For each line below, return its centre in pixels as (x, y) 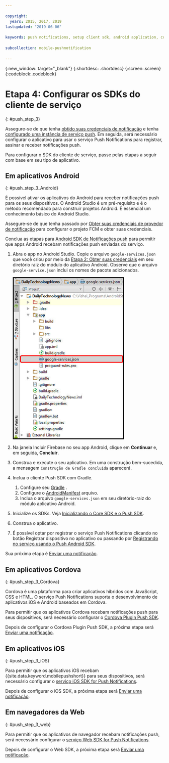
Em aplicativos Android (42, 176)
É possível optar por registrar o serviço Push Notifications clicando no (85, 533)
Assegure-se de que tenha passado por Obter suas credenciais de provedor (84, 224)
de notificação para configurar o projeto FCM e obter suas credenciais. (79, 229)
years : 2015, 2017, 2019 (36, 21)
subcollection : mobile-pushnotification (48, 48)
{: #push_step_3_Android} (32, 188)
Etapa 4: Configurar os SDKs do (73, 94)
